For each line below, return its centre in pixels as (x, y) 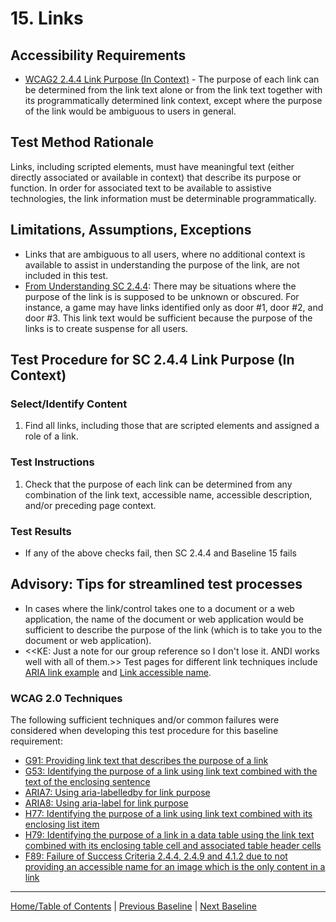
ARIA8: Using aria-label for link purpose (106, 803)
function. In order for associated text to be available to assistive (141, 188)
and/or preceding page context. (90, 505)
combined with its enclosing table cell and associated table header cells (173, 846)
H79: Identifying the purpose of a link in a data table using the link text (169, 835)
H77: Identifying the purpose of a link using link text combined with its (168, 814)
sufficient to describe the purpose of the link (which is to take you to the (173, 629)
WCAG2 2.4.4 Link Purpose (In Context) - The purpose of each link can (172, 79)
